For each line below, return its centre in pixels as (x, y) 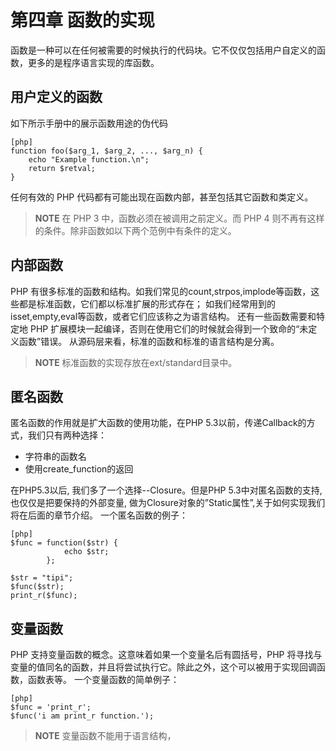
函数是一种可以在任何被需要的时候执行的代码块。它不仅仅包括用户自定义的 (163, 50)
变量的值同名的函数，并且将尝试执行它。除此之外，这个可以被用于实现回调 (163, 667)
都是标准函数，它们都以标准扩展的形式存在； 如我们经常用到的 (147, 303)
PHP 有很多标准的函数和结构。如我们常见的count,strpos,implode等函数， (161, 291)
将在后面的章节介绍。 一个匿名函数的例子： (99, 515)
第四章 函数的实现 (82, 20)
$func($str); (37, 587)
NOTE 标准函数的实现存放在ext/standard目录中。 (136, 362)
